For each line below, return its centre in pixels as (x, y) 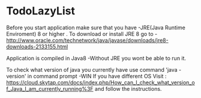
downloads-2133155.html (37, 47)
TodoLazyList (40, 11)
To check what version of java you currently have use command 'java (92, 69)
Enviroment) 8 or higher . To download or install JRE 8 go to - (82, 33)
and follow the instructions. (128, 88)
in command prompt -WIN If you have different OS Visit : (97, 76)
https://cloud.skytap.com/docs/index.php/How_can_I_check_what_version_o (100, 82)
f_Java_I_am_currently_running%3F (50, 88)
